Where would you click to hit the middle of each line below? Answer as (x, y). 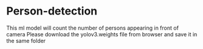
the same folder (26, 41)
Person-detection (52, 11)
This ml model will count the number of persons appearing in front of (93, 28)
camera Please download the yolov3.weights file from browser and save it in (102, 34)
